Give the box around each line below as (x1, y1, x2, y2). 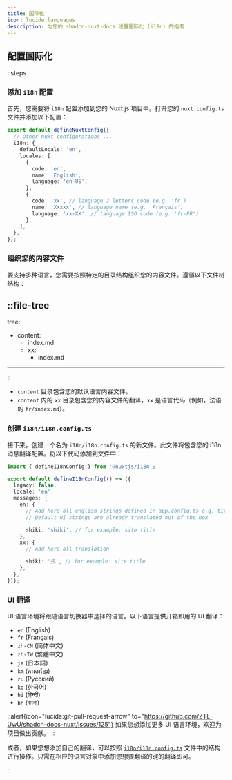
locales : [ (19, 153, 51, 159)
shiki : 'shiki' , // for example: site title (25, 526, 156, 534)
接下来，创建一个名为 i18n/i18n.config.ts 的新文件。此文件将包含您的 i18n (7, 440, 222, 449)
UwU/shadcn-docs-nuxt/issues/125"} (7, 720, 114, 728)
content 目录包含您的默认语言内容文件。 (17, 387, 132, 396)
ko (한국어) (17, 683, 47, 691)
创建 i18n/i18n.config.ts (7, 424, 92, 433)
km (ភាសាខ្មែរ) (17, 667, 50, 675)
